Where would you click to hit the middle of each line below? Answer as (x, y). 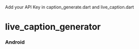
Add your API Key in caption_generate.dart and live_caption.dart (69, 7)
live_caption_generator (53, 27)
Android (15, 42)
